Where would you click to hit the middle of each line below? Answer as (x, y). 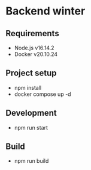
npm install (28, 87)
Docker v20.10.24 (36, 54)
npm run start (31, 127)
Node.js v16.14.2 (34, 48)
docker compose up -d (43, 94)
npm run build (31, 161)
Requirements (32, 33)
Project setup (31, 73)
